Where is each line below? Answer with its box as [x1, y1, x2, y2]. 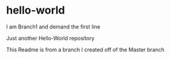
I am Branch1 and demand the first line [6, 23, 100, 30]
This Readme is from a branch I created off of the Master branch [6, 46, 165, 53]
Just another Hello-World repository [6, 34, 95, 41]
